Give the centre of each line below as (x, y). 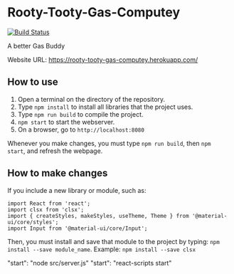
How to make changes (58, 173)
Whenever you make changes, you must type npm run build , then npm (109, 143)
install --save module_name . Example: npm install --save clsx (102, 249)
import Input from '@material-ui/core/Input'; (78, 228)
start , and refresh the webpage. (55, 151)
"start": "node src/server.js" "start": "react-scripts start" (90, 263)
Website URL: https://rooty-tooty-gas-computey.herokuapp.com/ (103, 59)
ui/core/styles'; (33, 222)
